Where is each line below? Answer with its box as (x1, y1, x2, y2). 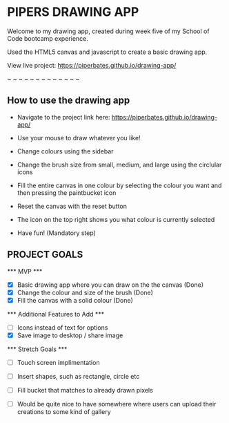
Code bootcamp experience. (7, 34, 88, 42)
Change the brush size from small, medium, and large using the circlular (17, 160, 222, 169)
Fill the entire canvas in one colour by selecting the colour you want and (17, 181, 222, 189)
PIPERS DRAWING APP (7, 4, 139, 20)
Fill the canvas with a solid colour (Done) (17, 296, 133, 304)
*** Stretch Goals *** (7, 345, 68, 353)
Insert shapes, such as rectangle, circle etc (17, 372, 140, 380)
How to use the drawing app (7, 95, 130, 106)
